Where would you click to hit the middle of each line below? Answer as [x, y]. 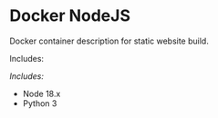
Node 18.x [42, 93]
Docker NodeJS [70, 16]
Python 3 [40, 103]
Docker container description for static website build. [109, 41]
